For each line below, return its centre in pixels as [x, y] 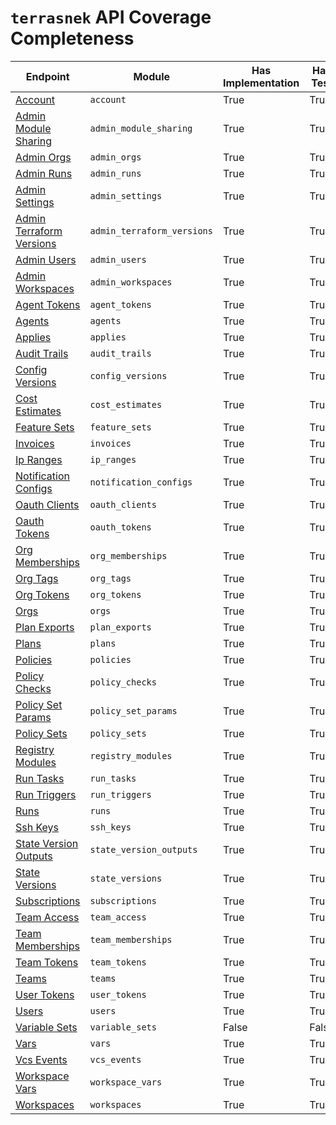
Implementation [261, 83]
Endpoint [47, 76]
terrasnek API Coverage [111, 17]
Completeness [72, 38]
